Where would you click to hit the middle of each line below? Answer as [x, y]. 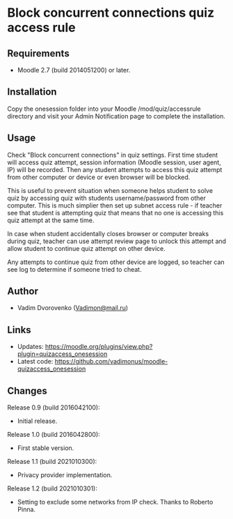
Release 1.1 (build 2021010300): [52, 462]
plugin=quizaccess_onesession [62, 354]
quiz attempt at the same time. [51, 220]
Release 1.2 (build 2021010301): [52, 488]
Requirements [38, 53]
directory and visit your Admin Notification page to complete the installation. [116, 116]
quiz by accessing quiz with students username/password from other [107, 198]
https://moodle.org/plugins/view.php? [99, 347]
